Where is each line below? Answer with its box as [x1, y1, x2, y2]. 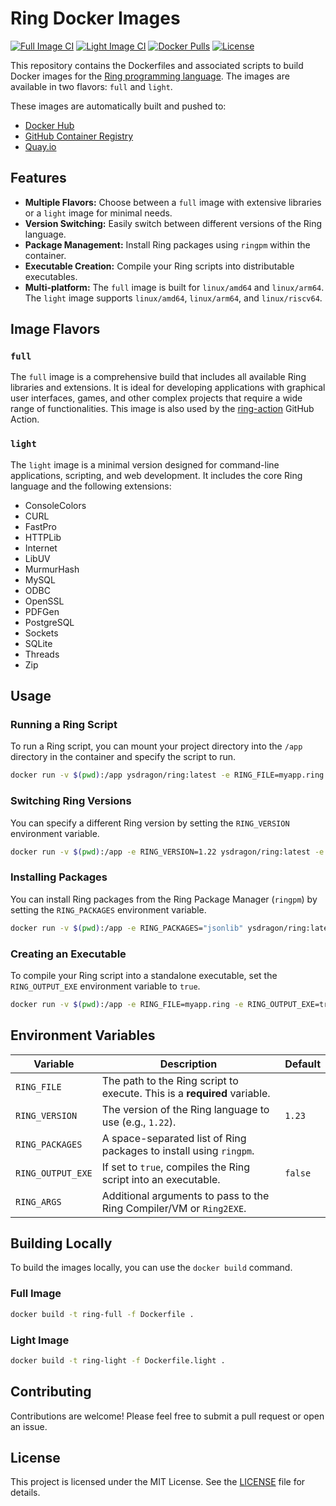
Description [159, 1057, 218, 1071]
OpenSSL [24, 595, 65, 607]
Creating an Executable [10, 947, 127, 961]
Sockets [24, 627, 59, 639]
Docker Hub [24, 119, 75, 131]
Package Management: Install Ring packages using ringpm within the [24, 238, 311, 251]
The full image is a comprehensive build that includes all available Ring [10, 371, 307, 383]
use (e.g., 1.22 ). [101, 1115, 177, 1129]
